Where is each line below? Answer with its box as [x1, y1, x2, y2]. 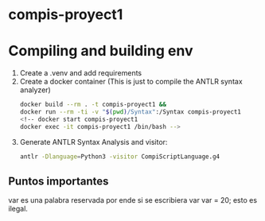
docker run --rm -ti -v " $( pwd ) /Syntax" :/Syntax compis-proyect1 [19, 108, 241, 116]
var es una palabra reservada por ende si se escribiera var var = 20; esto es [8, 196, 257, 205]
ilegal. [8, 204, 28, 214]
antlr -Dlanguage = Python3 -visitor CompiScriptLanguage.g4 [19, 153, 220, 161]
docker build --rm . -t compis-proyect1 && [19, 101, 167, 109]
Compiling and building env [8, 42, 193, 60]
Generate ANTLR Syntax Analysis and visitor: [19, 137, 168, 146]
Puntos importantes [8, 174, 109, 188]
